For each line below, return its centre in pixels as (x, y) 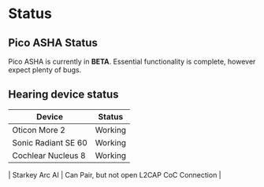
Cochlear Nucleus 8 (49, 156)
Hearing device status (64, 95)
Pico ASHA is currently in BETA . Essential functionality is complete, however (132, 61)
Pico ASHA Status (53, 43)
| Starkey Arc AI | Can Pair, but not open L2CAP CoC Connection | (115, 174)
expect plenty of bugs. (45, 70)
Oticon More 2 (39, 130)
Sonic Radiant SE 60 (50, 142)
